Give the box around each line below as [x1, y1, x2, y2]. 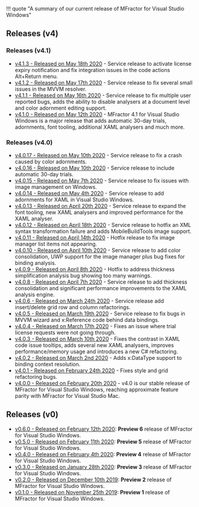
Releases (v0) [6, 409, 59, 419]
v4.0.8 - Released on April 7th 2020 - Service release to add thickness [14, 278, 188, 285]
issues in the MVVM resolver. [14, 85, 87, 92]
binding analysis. [14, 259, 56, 266]
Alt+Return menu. [14, 73, 58, 80]
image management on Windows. [14, 183, 97, 190]
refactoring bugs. [14, 373, 58, 380]
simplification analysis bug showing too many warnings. [14, 272, 152, 279]
